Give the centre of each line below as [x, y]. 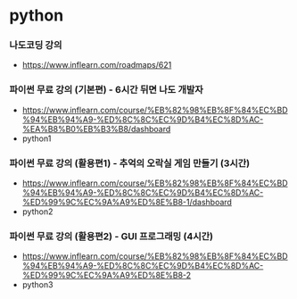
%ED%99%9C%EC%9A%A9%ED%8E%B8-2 [107, 275]
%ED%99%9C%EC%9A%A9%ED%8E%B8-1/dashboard [127, 203]
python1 [37, 138]
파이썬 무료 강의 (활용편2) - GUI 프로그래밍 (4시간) [111, 236]
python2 [37, 212]
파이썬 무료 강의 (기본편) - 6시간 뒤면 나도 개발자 [106, 90]
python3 [37, 285]
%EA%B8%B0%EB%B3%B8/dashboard [96, 129]
